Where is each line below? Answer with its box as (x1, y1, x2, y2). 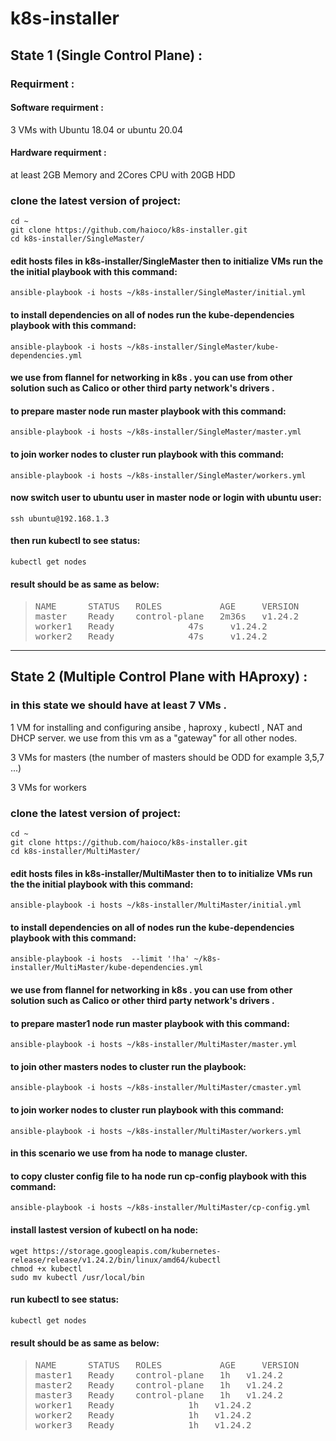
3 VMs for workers (10, 781, 87, 793)
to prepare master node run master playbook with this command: (10, 405, 287, 417)
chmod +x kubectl (10, 1263, 83, 1274)
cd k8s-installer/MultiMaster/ (10, 847, 141, 857)
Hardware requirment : (10, 147, 107, 159)
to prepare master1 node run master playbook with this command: (10, 1017, 290, 1029)
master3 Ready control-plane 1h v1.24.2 (34, 1389, 283, 1401)
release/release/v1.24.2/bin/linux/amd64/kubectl (10, 1255, 222, 1265)
